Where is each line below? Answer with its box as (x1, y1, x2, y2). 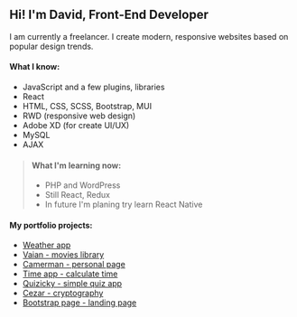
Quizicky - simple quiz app (22, 278, 123, 289)
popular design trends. (9, 41, 94, 51)
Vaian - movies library (22, 249, 105, 260)
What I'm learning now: (31, 160, 122, 171)
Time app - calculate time (22, 268, 118, 279)
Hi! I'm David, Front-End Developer (9, 7, 209, 23)
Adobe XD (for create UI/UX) (22, 120, 130, 131)
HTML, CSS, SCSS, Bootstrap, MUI (22, 101, 152, 112)
